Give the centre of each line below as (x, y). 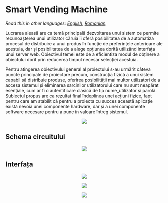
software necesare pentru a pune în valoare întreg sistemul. (67, 112)
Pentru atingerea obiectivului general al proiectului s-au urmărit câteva (78, 69)
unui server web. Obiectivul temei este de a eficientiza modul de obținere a (83, 54)
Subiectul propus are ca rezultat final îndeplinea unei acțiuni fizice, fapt (79, 96)
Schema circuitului (35, 137)
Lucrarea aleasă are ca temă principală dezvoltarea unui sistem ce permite (82, 33)
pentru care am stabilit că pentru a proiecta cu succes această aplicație (79, 101)
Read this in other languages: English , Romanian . (56, 23)
